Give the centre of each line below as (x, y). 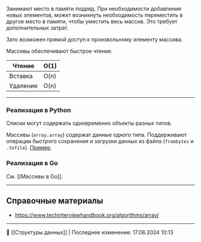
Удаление (23, 86)
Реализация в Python (39, 110)
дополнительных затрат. (37, 28)
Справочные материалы (55, 201)
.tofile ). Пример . (29, 148)
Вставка (21, 76)
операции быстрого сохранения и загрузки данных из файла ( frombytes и (100, 141)
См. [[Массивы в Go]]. (35, 176)
